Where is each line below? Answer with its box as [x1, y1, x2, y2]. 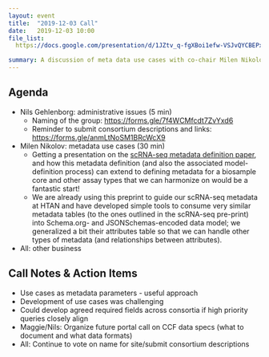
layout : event [8, 11, 56, 20]
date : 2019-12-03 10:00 [8, 26, 94, 34]
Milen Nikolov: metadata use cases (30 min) [19, 141, 166, 151]
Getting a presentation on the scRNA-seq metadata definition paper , [31, 149, 257, 159]
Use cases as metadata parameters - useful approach [19, 288, 199, 298]
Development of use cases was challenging [19, 296, 164, 306]
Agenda [8, 86, 49, 99]
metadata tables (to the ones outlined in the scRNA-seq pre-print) [31, 209, 250, 219]
